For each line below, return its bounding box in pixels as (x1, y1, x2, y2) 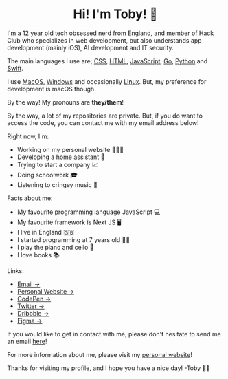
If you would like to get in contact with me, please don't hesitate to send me (7, 329, 221, 338)
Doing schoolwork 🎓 (16, 171, 78, 179)
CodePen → (16, 294, 52, 303)
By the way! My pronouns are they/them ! (7, 98, 124, 106)
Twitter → (16, 302, 45, 310)
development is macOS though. (7, 85, 96, 93)
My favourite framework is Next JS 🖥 (16, 218, 122, 226)
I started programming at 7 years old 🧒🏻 (16, 235, 130, 243)
